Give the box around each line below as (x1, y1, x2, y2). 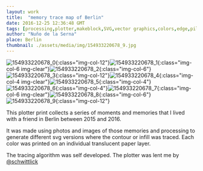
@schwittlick (6, 158, 38, 165)
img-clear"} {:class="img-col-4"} (21, 78, 152, 85)
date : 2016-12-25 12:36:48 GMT (6, 20, 85, 26)
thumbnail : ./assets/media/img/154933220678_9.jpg (6, 43, 137, 49)
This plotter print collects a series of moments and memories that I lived (6, 109, 185, 116)
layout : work (6, 8, 39, 15)
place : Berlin (6, 37, 42, 43)
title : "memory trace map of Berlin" (6, 14, 104, 20)
